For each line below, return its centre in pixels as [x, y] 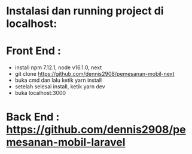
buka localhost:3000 [40, 93]
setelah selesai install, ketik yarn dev [60, 87]
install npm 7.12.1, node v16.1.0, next [58, 67]
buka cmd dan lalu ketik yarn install [58, 80]
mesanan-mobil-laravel [66, 142]
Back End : [33, 117]
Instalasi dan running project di [85, 11]
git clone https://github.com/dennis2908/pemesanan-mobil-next [95, 74]
